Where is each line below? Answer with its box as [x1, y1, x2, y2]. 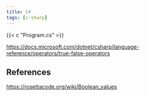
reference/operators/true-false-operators [6, 49, 111, 57]
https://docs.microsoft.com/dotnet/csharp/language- [6, 43, 140, 50]
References [6, 67, 51, 77]
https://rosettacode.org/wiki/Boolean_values [6, 83, 117, 91]
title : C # [6, 9, 32, 15]
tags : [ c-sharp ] [6, 15, 47, 21]
